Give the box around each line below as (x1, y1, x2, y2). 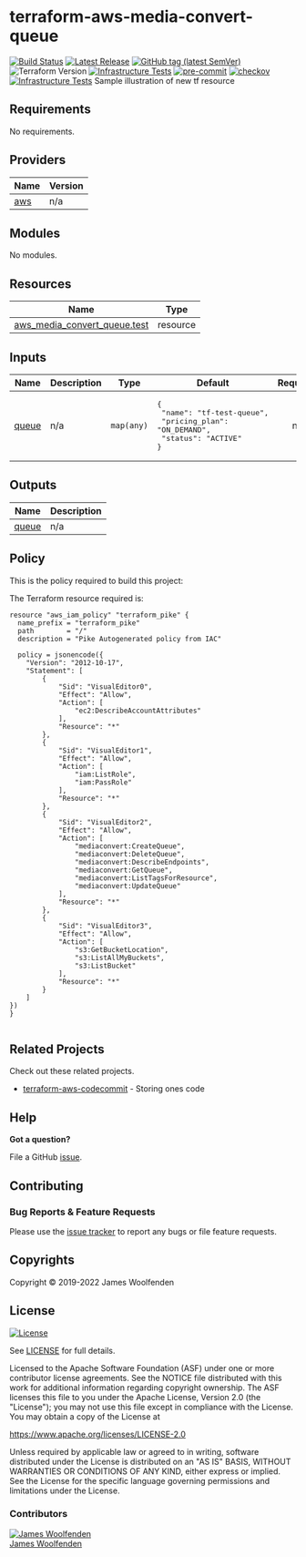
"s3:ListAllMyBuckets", (74, 953, 166, 962)
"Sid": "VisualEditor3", (57, 921, 153, 930)
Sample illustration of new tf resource (94, 75, 235, 86)
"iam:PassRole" (74, 777, 132, 787)
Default (196, 376, 229, 389)
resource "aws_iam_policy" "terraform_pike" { (9, 610, 189, 620)
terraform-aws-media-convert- (9, 6, 253, 27)
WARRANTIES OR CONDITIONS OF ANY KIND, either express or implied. (9, 1465, 280, 1477)
